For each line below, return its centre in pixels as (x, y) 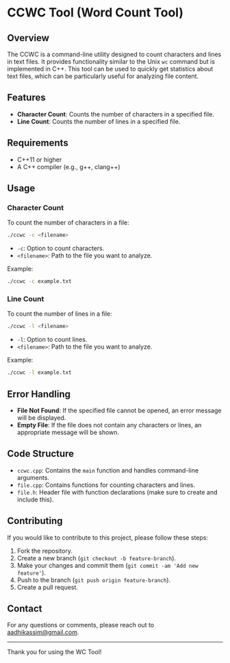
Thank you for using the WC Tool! (54, 652)
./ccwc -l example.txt (39, 373)
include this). (35, 499)
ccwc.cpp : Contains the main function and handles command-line (108, 470)
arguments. (33, 477)
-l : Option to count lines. (52, 340)
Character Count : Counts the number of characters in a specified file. (115, 114)
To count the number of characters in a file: (68, 223)
